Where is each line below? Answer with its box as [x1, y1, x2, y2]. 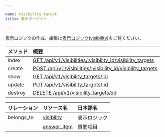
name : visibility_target [5, 11, 57, 16]
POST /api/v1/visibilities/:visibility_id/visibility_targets [33, 65, 158, 72]
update [8, 81, 25, 88]
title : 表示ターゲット [5, 16, 48, 21]
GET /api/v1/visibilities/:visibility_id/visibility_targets [33, 57, 154, 64]
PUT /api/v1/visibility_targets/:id [33, 81, 108, 88]
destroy [8, 89, 26, 96]
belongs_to [8, 114, 34, 121]
